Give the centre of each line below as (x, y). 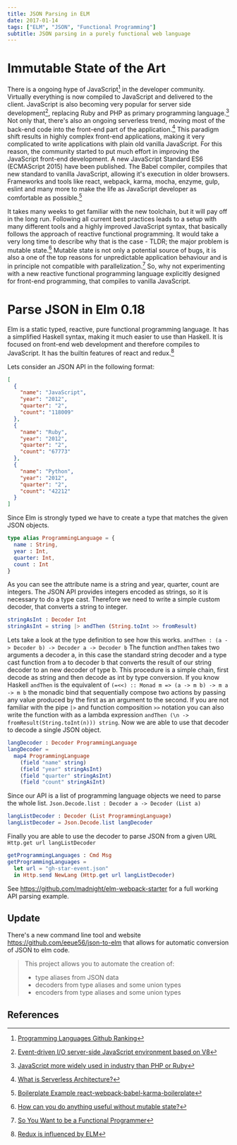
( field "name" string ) (53, 762)
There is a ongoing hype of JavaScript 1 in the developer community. (106, 89)
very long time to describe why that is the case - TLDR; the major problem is (118, 241)
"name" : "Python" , (47, 471)
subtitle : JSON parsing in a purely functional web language (99, 34)
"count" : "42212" (45, 491)
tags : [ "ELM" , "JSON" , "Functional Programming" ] (82, 27)
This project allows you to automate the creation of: (99, 964)
